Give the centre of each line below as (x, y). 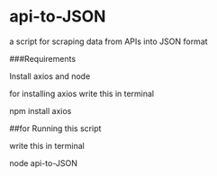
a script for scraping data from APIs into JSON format (109, 41)
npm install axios (41, 110)
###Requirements (43, 58)
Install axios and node (50, 76)
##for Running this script (55, 128)
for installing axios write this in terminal (82, 93)
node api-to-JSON (44, 163)
